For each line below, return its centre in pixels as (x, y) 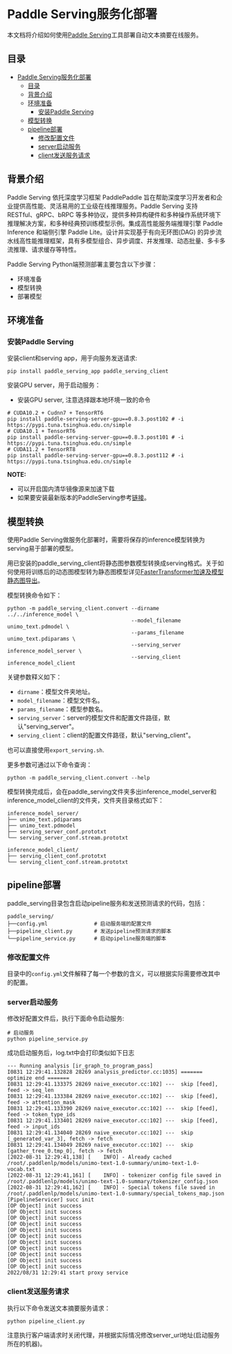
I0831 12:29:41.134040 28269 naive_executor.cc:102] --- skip (100, 1133)
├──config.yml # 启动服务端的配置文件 (80, 924)
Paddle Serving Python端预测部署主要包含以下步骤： (82, 264)
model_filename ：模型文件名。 (60, 701)
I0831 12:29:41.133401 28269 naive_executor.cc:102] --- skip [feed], (113, 1121)
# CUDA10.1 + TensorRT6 (42, 432)
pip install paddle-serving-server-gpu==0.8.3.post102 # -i (96, 419)
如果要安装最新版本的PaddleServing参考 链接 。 (84, 498)
